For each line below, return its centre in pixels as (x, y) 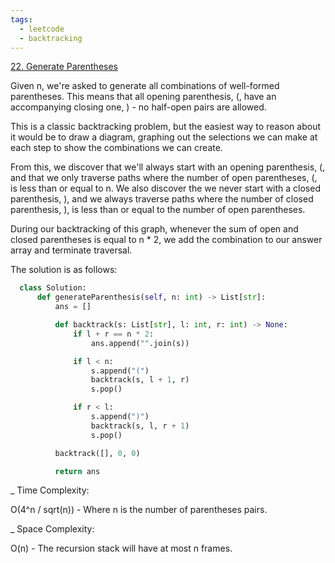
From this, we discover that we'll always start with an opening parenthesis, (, (168, 167)
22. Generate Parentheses (64, 67)
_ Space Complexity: (52, 529)
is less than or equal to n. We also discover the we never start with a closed (165, 188)
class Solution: (53, 288)
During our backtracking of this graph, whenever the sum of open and (154, 229)
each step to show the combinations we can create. (116, 148)
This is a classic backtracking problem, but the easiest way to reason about (166, 127)
